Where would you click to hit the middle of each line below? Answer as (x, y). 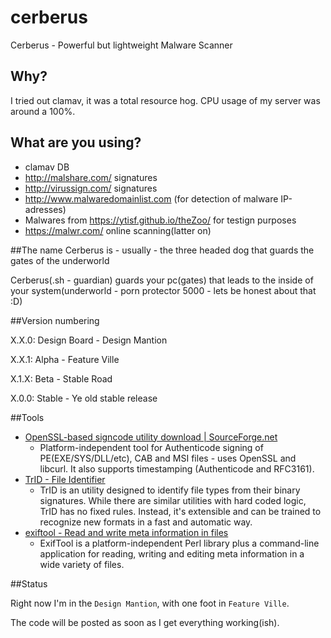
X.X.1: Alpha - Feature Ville (65, 359)
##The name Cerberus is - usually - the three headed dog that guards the (162, 250)
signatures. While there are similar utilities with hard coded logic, (173, 500)
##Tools (27, 417)
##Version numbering (55, 320)
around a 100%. (43, 111)
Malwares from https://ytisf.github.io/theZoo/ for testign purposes (160, 220)
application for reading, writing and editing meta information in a (172, 553)
